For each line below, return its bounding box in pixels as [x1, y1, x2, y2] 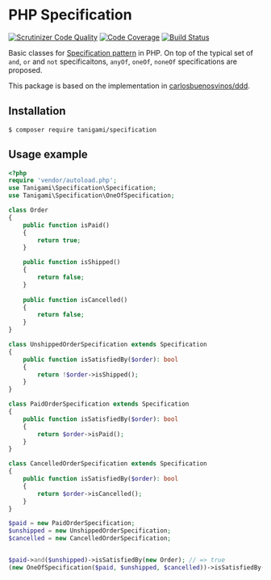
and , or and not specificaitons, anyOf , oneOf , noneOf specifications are [8, 57, 238, 66]
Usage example [8, 148, 89, 162]
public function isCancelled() [23, 296, 128, 304]
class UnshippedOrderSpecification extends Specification [8, 341, 207, 349]
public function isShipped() [23, 258, 121, 267]
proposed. [8, 65, 43, 74]
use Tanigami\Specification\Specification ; [8, 184, 157, 192]
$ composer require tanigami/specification [8, 125, 157, 134]
